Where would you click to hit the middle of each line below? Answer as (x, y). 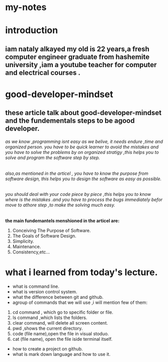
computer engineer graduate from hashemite (77, 57)
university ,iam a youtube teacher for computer (81, 65)
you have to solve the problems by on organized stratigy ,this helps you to (82, 152)
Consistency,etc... (31, 252)
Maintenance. (27, 246)
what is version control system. (45, 291)
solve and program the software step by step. (53, 158)
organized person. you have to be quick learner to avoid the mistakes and (82, 147)
